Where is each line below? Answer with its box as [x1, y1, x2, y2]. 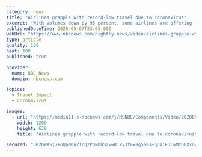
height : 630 [17, 125, 47, 131]
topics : [6, 87, 26, 93]
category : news [6, 8, 44, 15]
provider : [6, 64, 31, 70]
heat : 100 [6, 48, 31, 54]
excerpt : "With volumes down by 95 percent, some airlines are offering [6, 20, 192, 26]
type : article [6, 37, 42, 43]
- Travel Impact [11, 92, 52, 98]
